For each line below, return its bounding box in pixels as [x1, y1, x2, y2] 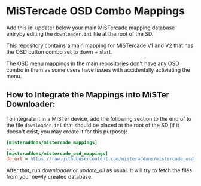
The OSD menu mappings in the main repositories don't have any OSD [6, 60, 179, 67]
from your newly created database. [6, 173, 93, 181]
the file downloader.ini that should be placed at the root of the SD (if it [6, 121, 179, 129]
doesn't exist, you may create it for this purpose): [6, 127, 127, 135]
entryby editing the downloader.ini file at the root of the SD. [6, 30, 154, 37]
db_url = [6, 156, 28, 162]
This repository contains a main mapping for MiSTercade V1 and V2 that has [6, 42, 194, 49]
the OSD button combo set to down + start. [6, 48, 112, 55]
